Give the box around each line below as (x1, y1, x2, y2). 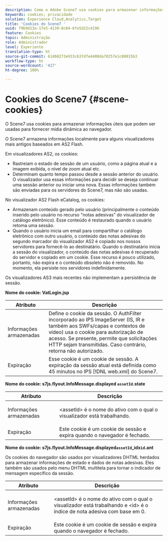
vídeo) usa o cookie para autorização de (48, 328, 143, 335)
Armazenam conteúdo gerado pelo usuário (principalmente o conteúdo (12, 206, 159, 212)
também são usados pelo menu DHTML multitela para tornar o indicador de (5, 464, 161, 470)
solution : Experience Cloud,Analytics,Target (5, 16, 101, 21)
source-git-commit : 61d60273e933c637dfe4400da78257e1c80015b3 (5, 53, 137, 59)
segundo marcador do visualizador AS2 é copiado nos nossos (12, 238, 141, 244)
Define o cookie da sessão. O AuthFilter (48, 309, 141, 316)
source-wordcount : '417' (5, 63, 57, 68)
